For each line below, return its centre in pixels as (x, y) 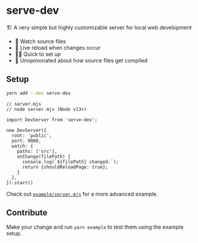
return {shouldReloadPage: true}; (65, 167)
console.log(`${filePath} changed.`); (70, 162)
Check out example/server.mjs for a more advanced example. (82, 194)
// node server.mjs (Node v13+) (46, 109)
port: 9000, (27, 141)
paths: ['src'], (37, 151)
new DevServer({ (26, 130)
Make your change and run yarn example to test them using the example (95, 227)
